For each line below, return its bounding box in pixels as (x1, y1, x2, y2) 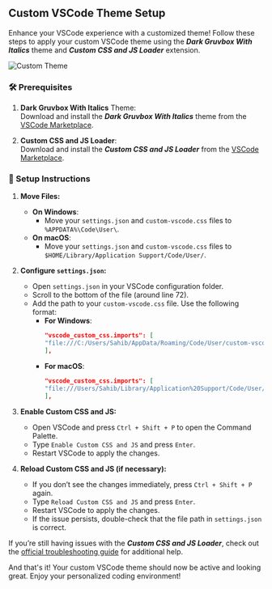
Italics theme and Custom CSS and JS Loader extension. (8, 44, 201, 55)
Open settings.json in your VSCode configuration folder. (32, 282, 224, 291)
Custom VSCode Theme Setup (8, 6, 166, 20)
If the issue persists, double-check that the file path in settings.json (32, 514, 262, 523)
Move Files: (19, 192, 61, 201)
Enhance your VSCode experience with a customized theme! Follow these (8, 28, 255, 37)
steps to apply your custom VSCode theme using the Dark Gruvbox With (8, 36, 253, 46)
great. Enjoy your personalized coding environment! (8, 570, 181, 581)
